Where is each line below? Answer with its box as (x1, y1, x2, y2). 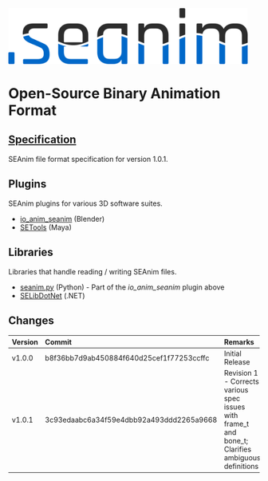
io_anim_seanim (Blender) (19, 214, 105, 223)
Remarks (223, 337, 254, 346)
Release (223, 357, 250, 367)
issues (223, 402, 246, 412)
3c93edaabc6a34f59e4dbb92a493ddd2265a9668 (45, 415, 218, 424)
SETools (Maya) (19, 223, 72, 232)
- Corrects (223, 377, 259, 386)
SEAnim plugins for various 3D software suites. (8, 199, 164, 208)
